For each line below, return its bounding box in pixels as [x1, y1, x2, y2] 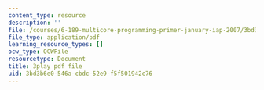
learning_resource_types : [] [8, 41, 104, 49]
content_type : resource [8, 11, 86, 20]
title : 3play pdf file [8, 63, 82, 70]
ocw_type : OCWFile [8, 48, 68, 56]
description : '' [8, 19, 61, 27]
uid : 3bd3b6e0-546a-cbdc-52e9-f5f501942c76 [8, 70, 153, 77]
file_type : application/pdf [8, 33, 101, 41]
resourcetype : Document [8, 56, 86, 63]
